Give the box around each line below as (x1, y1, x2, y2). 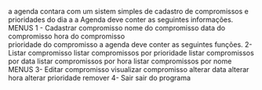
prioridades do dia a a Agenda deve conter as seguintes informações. (8, 15, 234, 24)
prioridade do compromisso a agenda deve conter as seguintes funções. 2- (8, 40, 253, 49)
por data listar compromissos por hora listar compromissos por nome (8, 56, 232, 66)
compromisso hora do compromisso (8, 31, 126, 41)
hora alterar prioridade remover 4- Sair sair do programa (8, 74, 191, 82)
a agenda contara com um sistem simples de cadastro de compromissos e (8, 7, 249, 16)
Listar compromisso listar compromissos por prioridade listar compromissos (8, 49, 255, 57)
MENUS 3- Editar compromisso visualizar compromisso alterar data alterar (8, 65, 249, 74)
